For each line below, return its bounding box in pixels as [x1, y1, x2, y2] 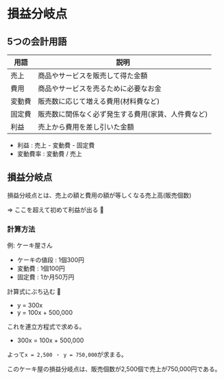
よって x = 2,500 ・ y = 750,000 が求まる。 [7, 351, 128, 359]
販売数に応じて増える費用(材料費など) [38, 97, 160, 106]
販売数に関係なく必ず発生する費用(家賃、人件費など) [38, 110, 208, 118]
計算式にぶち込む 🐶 [7, 288, 62, 296]
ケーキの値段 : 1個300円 [16, 256, 84, 264]
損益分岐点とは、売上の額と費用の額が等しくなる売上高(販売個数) [7, 191, 192, 199]
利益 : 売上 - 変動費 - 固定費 [16, 141, 95, 149]
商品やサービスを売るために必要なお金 [38, 84, 162, 93]
